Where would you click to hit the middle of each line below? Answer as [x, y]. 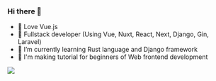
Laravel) [29, 42]
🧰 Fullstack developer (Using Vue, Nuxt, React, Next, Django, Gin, [113, 34]
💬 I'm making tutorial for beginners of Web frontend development [113, 57]
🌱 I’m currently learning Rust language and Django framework [108, 50]
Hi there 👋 [25, 11]
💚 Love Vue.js [38, 27]
